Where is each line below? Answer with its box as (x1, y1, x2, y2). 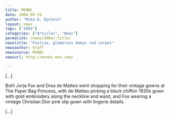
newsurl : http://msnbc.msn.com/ (5, 54, 73, 60)
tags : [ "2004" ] (5, 26, 37, 31)
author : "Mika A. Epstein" (5, 17, 62, 22)
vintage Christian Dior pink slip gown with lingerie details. (5, 99, 125, 105)
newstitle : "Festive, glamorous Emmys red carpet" (5, 41, 114, 46)
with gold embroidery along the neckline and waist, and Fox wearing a (5, 93, 152, 99)
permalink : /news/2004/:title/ (5, 36, 71, 41)
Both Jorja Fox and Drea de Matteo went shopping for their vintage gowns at (5, 83, 165, 89)
